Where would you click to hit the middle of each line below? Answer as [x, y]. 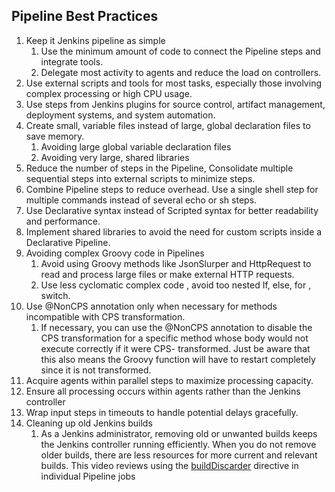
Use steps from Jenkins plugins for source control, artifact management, [175, 104]
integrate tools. [72, 61]
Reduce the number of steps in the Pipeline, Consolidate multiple [159, 168]
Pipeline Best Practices [85, 16]
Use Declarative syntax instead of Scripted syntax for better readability [172, 210]
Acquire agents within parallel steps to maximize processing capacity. [169, 380]
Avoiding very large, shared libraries [115, 157]
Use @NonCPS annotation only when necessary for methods [151, 306]
